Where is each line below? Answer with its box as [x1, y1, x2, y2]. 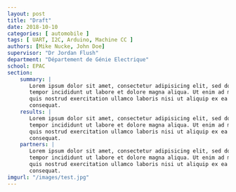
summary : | [20, 75, 52, 83]
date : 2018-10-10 [7, 23, 58, 30]
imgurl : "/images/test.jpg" [7, 174, 90, 181]
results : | [20, 108, 52, 115]
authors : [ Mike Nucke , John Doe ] [7, 43, 105, 50]
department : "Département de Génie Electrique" [7, 56, 150, 63]
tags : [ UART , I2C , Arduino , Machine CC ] [7, 37, 133, 44]
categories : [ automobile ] [7, 30, 90, 37]
